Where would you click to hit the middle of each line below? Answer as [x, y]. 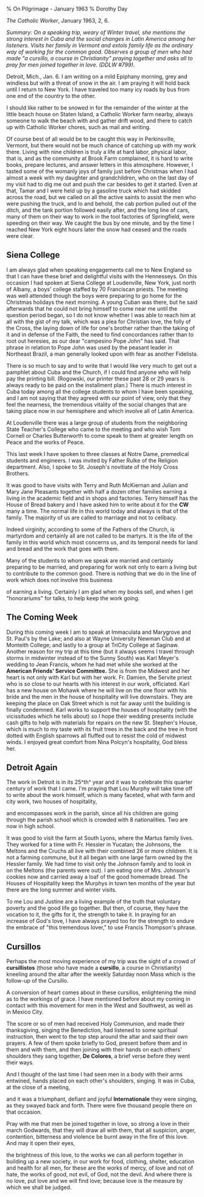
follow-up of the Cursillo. [37, 981]
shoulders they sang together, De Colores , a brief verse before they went [98, 1056]
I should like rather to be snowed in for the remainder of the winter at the [97, 108]
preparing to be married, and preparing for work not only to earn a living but [101, 567]
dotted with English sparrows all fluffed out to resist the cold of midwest [97, 735]
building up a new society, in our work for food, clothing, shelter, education [100, 1162]
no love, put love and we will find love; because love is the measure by [95, 1181]
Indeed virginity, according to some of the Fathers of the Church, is [90, 529]
